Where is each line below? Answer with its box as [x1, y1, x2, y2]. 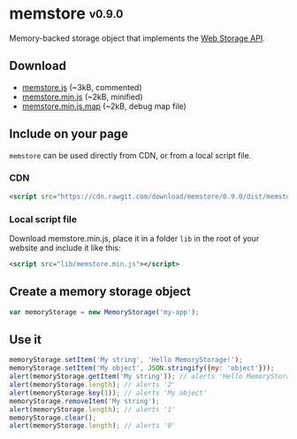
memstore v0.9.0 [9, 4, 124, 24]
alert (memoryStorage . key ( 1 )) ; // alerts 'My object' [9, 389, 208, 397]
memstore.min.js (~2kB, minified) [21, 91, 143, 102]
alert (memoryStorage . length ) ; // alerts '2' [9, 381, 176, 389]
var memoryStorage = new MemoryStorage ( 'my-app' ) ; [9, 307, 200, 317]
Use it [9, 332, 42, 347]
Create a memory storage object [9, 284, 192, 299]
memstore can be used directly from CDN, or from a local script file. [9, 150, 252, 160]
